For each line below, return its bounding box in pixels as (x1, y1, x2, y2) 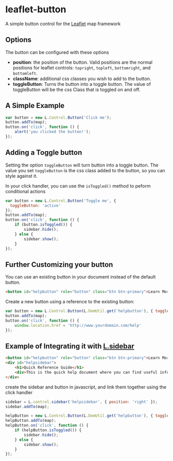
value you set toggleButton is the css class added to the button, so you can (5, 167, 166, 173)
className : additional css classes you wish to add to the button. (12, 76, 151, 82)
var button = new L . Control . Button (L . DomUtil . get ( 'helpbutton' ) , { (5, 308, 153, 314)
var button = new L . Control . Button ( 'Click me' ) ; (5, 115, 112, 120)
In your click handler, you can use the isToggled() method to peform (5, 182, 151, 189)
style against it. (5, 173, 38, 179)
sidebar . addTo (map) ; (5, 404, 50, 409)
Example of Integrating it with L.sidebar (5, 342, 135, 351)
